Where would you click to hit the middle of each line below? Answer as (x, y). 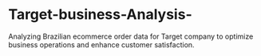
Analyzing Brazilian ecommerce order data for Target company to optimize (131, 36)
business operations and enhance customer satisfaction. (101, 44)
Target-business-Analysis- (101, 15)
